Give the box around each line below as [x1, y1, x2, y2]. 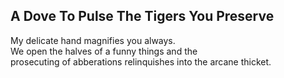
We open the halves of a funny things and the [10, 45, 198, 57]
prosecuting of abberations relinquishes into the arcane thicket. [10, 55, 272, 68]
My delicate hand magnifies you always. [10, 34, 176, 46]
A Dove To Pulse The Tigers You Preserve [10, 8, 275, 25]
